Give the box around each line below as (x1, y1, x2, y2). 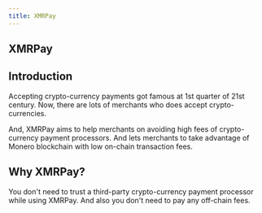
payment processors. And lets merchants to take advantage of (40, 133, 250, 142)
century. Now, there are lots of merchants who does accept (8, 99, 207, 110)
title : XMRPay (8, 11, 57, 20)
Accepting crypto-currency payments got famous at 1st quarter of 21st (8, 91, 246, 101)
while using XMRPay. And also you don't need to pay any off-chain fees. (8, 195, 251, 205)
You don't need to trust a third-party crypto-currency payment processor (8, 186, 254, 196)
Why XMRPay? (8, 165, 85, 179)
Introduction (8, 70, 73, 84)
